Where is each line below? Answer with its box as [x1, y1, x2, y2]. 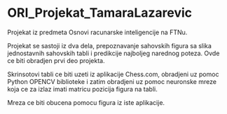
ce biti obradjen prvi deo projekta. [7, 56, 105, 64]
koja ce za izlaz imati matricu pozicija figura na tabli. [7, 85, 158, 93]
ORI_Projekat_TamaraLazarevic [7, 5, 193, 21]
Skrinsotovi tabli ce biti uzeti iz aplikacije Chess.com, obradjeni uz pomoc [7, 70, 219, 78]
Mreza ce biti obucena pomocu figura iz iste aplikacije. [7, 98, 165, 106]
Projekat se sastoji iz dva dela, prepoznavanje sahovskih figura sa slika [7, 41, 212, 50]
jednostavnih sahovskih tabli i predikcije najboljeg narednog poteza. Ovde [7, 49, 220, 57]
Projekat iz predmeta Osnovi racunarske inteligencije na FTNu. [7, 28, 188, 36]
